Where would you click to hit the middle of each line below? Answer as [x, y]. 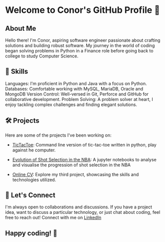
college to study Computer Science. [42, 56]
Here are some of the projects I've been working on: [58, 135]
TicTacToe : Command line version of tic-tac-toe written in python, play [84, 145]
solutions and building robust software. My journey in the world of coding [80, 46]
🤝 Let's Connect [30, 195]
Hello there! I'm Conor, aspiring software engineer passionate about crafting [83, 40]
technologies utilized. [34, 180]
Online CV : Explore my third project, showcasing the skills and [76, 174]
